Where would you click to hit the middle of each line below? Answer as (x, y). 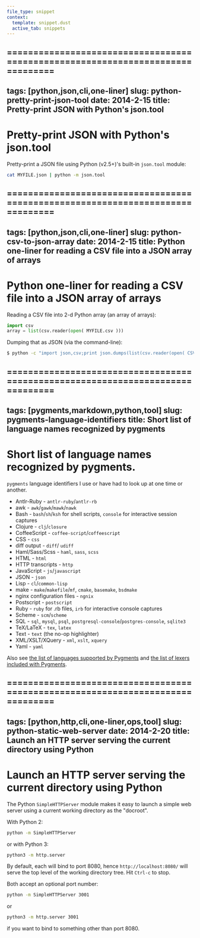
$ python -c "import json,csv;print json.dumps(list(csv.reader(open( (96, 353)
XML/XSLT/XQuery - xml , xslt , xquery (61, 640)
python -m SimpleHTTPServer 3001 (48, 895)
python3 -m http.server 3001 (43, 917)
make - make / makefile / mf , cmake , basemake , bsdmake (76, 590)
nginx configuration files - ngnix (54, 596)
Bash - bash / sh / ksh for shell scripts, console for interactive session (96, 514)
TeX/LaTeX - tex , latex (43, 628)
